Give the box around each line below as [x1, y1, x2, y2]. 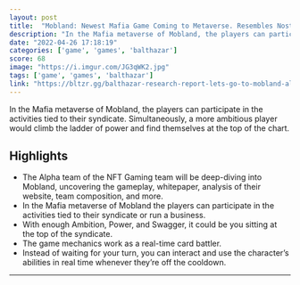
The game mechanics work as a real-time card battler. [21, 238, 221, 249]
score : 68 [9, 54, 46, 63]
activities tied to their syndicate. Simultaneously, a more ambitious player [9, 113, 279, 124]
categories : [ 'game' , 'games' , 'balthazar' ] [9, 46, 178, 55]
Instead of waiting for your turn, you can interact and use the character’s [21, 248, 289, 258]
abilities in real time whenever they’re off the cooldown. [21, 257, 227, 268]
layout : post [9, 12, 58, 22]
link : [9, 79, 29, 88]
